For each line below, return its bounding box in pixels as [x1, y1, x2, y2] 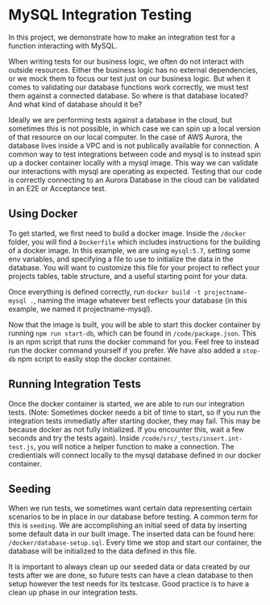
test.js [8, 443, 35, 451]
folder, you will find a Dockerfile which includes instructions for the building [8, 236, 260, 247]
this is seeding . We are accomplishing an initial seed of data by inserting [8, 520, 247, 530]
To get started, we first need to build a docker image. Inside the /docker [8, 228, 247, 238]
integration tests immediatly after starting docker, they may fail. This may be [8, 415, 260, 425]
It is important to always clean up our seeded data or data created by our [8, 562, 251, 572]
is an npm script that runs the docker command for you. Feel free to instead [8, 336, 260, 346]
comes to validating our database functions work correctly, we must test [8, 82, 249, 92]
